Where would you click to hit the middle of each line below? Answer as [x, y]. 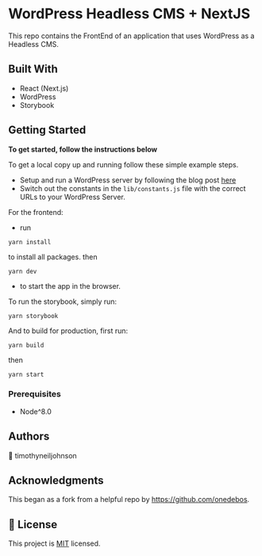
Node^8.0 [35, 411]
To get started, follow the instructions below [83, 149]
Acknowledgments [56, 481]
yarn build [26, 345]
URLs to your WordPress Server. [72, 197]
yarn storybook [33, 316]
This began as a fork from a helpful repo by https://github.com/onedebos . [129, 500]
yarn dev [23, 271]
